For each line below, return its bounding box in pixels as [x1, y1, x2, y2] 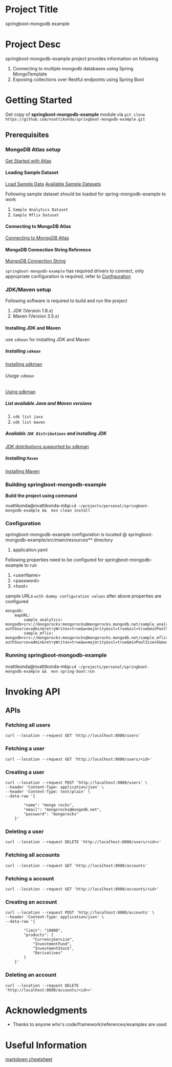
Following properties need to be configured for [5, 557, 104, 563]
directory [94, 537, 113, 543]
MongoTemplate [12, 71, 47, 77]
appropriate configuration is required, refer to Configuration [5, 273, 132, 280]
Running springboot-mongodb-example [5, 651, 107, 659]
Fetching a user [5, 745, 45, 752]
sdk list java [12, 414, 43, 419]
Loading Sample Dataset [5, 169, 59, 175]
